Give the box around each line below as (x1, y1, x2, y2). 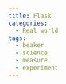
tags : (8, 34, 26, 42)
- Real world (15, 26, 59, 34)
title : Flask (8, 11, 52, 20)
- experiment (15, 64, 59, 72)
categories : (8, 19, 48, 27)
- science (15, 49, 48, 57)
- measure (15, 57, 48, 65)
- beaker (15, 42, 45, 50)
